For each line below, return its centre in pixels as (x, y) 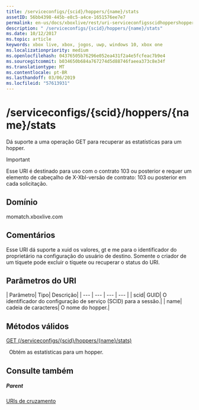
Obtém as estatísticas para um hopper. (56, 352)
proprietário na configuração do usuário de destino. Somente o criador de (96, 256)
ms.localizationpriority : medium (47, 50)
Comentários (31, 235)
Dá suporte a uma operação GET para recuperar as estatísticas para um (94, 142)
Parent (15, 386)
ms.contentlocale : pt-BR (37, 72)
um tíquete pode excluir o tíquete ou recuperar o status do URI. (83, 262)
